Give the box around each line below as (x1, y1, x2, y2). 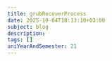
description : (7, 29, 46, 37)
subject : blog (7, 23, 49, 30)
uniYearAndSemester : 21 (7, 43, 77, 50)
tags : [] (7, 36, 33, 43)
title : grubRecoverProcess (7, 10, 87, 18)
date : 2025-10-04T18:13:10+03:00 (7, 17, 106, 24)
